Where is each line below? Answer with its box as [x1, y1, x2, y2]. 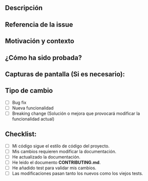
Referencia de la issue [5, 20, 73, 29]
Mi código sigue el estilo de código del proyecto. [12, 143, 110, 149]
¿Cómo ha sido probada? [5, 54, 82, 62]
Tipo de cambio [5, 87, 53, 95]
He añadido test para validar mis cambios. [12, 165, 97, 171]
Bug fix [12, 99, 27, 105]
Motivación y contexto [5, 37, 74, 45]
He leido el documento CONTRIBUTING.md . [12, 159, 101, 165]
